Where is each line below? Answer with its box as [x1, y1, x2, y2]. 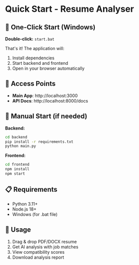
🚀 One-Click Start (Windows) [5, 23, 96, 31]
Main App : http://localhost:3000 [12, 92, 78, 99]
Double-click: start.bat [5, 36, 55, 42]
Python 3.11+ [12, 201, 38, 207]
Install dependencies [12, 55, 55, 61]
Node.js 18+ [12, 206, 37, 212]
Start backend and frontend [12, 60, 69, 66]
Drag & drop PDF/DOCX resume [12, 238, 77, 244]
